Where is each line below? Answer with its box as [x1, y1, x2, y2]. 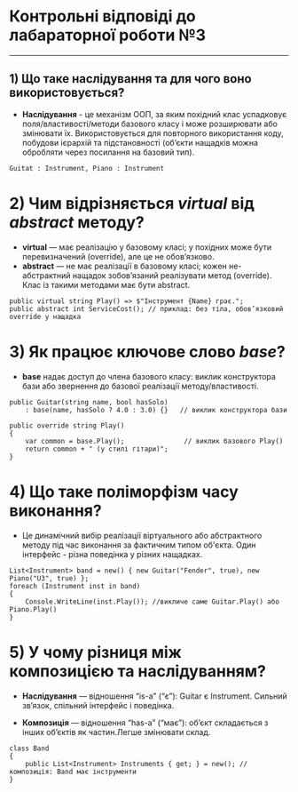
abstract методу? [9, 212, 145, 232]
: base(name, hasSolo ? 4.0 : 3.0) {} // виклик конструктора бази [25, 405, 288, 414]
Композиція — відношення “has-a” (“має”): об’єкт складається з [21, 717, 269, 728]
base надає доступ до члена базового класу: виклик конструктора [21, 371, 277, 381]
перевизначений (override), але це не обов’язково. [21, 251, 215, 261]
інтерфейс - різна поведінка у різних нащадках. [21, 548, 203, 559]
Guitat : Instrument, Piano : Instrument [9, 164, 165, 172]
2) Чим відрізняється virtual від [9, 193, 255, 213]
